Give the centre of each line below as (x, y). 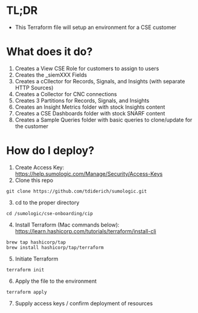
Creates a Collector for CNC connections (66, 94)
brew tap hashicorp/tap (36, 242)
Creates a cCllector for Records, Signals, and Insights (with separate (100, 81)
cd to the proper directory (47, 202)
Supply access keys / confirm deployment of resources (84, 303)
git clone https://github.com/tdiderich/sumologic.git (77, 191)
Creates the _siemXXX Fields (51, 75)
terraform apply (27, 292)
